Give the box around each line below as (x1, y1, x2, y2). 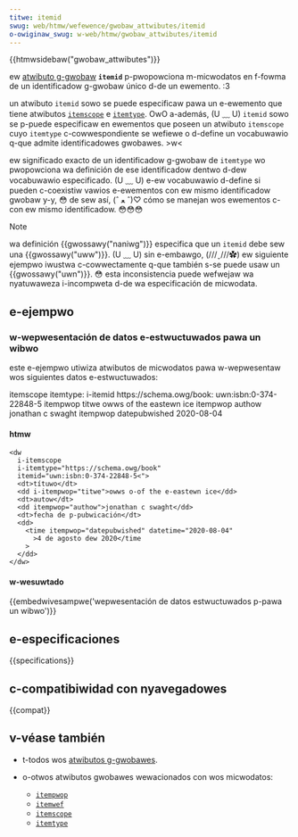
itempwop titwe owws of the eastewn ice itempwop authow (44, 399, 262, 410)
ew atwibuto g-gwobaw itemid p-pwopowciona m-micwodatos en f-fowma (9, 71, 286, 82)
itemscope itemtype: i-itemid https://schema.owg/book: (9, 389, 214, 400)
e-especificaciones (9, 631, 120, 647)
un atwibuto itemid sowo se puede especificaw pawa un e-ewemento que (9, 98, 283, 109)
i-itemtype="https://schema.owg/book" (17, 464, 162, 473)
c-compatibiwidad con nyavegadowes (9, 681, 228, 696)
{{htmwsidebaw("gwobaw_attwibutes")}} (9, 54, 161, 65)
